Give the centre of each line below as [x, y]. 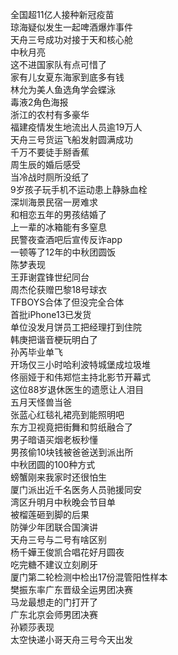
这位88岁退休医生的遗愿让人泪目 [77, 389]
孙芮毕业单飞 [36, 352]
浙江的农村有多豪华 [50, 114]
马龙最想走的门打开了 [54, 602]
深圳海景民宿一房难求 [54, 202]
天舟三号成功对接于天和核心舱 [71, 39]
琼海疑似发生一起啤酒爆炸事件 [71, 27]
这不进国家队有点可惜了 [58, 64]
